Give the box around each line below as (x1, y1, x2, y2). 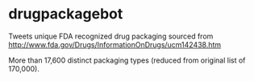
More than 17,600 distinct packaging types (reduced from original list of (8, 55, 246, 65)
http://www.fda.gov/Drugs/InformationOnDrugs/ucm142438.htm (8, 39, 222, 49)
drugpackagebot (8, 5, 123, 23)
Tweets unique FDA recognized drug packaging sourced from (8, 31, 214, 41)
